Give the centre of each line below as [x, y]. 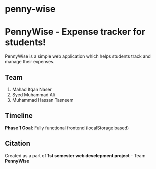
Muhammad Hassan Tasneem [43, 100]
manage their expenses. [30, 62]
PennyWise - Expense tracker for [75, 32]
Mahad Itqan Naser [32, 89]
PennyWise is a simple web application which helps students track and [78, 56]
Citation [18, 144]
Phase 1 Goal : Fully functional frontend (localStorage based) [67, 128]
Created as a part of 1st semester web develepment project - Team [75, 155]
